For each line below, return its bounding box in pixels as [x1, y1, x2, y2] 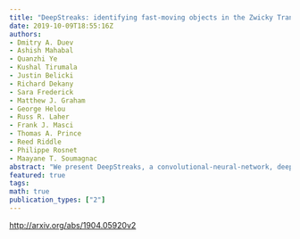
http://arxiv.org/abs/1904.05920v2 [9, 219, 137, 230]
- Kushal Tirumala [9, 63, 78, 72]
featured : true [9, 170, 66, 179]
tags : [9, 179, 29, 188]
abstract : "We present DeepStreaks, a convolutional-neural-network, [9, 162, 274, 171]
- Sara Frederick [9, 87, 74, 96]
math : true [9, 187, 50, 196]
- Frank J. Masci [9, 121, 74, 130]
